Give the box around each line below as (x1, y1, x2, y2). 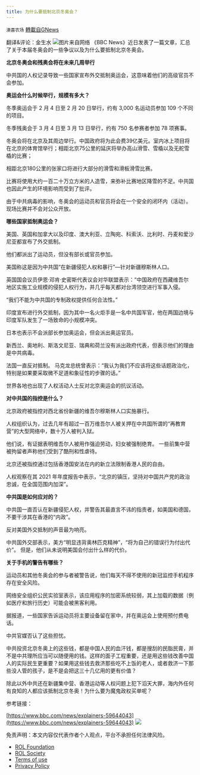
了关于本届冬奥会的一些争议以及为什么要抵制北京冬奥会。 (6, 46, 147, 53)
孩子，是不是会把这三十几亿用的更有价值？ (32, 667, 137, 674)
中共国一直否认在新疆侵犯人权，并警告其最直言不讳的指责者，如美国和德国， (6, 506, 194, 513)
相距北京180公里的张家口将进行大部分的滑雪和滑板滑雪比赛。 (6, 165, 156, 172)
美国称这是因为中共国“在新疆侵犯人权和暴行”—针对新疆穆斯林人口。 (6, 263, 173, 270)
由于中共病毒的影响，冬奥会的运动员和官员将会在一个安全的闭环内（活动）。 (6, 198, 192, 205)
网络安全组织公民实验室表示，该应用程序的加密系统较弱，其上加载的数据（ (6, 592, 189, 599)
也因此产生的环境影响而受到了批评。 (6, 184, 95, 192)
